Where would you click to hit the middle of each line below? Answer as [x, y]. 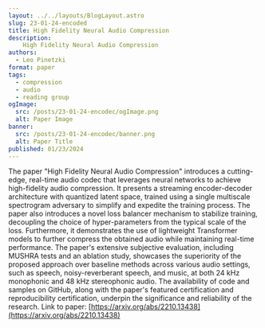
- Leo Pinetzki [41, 61]
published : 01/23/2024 [46, 149]
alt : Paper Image [44, 119]
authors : [23, 53]
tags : [17, 75]
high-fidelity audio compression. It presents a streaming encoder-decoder [131, 189]
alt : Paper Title [44, 141]
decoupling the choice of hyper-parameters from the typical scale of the [127, 222]
